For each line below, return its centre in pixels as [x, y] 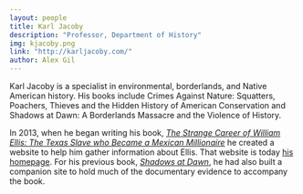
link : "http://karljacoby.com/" [71, 52]
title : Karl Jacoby [47, 26]
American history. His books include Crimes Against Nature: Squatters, [142, 96]
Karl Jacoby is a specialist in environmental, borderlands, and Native [138, 86]
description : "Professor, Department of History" [106, 35]
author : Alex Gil [42, 60]
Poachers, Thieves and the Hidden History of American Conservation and [147, 105]
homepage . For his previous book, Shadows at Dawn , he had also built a [146, 162]
